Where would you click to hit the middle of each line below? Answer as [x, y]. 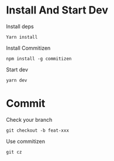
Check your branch [29, 119]
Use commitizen [26, 141]
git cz [14, 152]
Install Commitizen [28, 48]
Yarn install [22, 37]
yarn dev [17, 80]
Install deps [20, 26]
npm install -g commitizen [39, 59]
